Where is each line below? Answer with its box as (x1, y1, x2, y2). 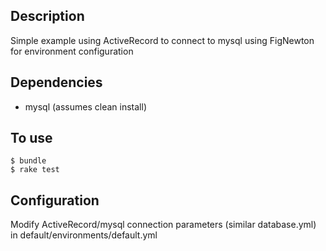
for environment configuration (10, 45, 134, 57)
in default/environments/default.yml (10, 229, 158, 241)
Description (10, 8, 85, 25)
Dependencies (10, 74, 103, 91)
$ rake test (10, 165, 60, 175)
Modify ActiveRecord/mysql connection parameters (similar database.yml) (10, 219, 317, 231)
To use (10, 130, 53, 147)
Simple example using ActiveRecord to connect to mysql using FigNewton (10, 34, 315, 46)
